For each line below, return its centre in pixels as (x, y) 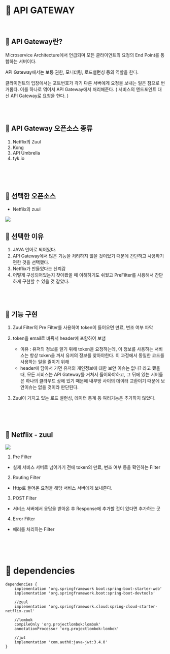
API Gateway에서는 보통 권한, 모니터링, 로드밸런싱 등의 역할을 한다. (72, 72)
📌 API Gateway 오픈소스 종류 (49, 128)
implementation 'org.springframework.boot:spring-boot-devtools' (85, 593)
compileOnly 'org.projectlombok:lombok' (58, 624)
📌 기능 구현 (22, 314)
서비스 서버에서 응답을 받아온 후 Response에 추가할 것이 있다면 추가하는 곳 (87, 509)
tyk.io (19, 158)
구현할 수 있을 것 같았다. (46, 281)
